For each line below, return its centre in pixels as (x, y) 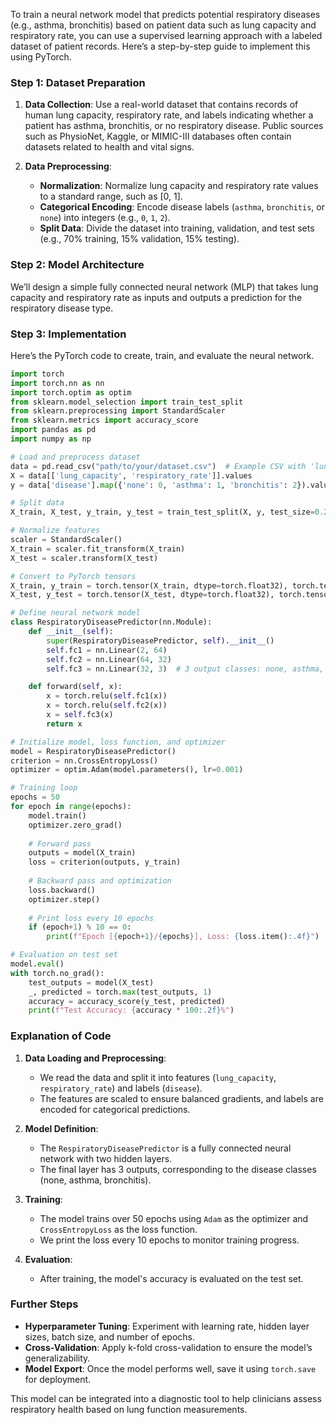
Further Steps (44, 1304)
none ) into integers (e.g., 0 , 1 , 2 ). (105, 218)
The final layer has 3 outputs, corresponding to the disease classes (178, 1169)
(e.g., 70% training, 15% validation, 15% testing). (139, 239)
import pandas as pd (53, 430)
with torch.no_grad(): (57, 973)
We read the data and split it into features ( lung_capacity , (158, 1077)
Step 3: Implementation (68, 334)
